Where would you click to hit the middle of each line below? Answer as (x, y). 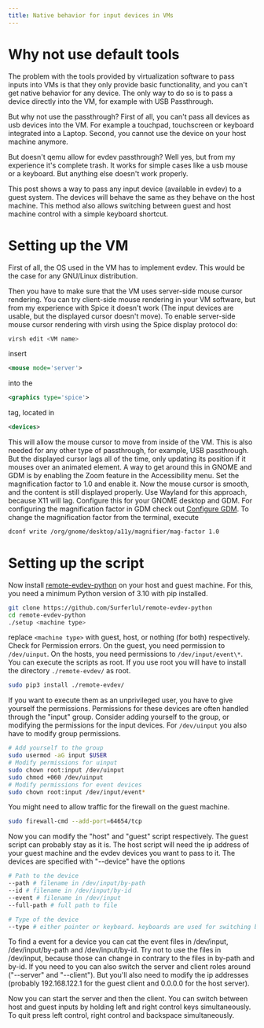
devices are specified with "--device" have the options (97, 861)
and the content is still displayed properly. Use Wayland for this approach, (128, 492)
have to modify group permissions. (64, 734)
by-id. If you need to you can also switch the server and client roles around (130, 967)
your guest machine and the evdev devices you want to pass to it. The (122, 853)
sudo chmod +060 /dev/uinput (56, 777)
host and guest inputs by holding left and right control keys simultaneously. (130, 1007)
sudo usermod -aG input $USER (58, 756)
